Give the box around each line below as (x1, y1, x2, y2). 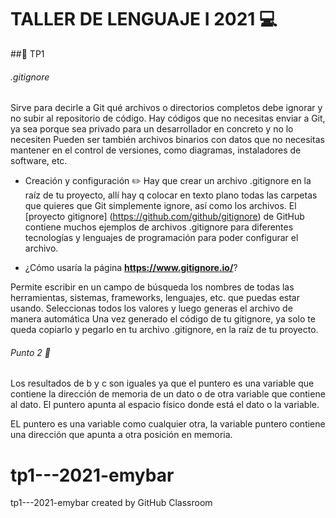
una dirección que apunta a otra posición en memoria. (10, 429, 233, 441)
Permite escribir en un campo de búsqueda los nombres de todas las (10, 281, 295, 293)
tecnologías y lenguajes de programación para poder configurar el (24, 232, 299, 244)
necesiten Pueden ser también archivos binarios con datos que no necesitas (10, 134, 325, 146)
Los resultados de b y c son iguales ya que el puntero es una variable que (10, 377, 315, 390)
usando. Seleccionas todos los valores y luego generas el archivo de (10, 302, 293, 315)
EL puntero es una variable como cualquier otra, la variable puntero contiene (10, 418, 326, 430)
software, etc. (10, 155, 68, 167)
